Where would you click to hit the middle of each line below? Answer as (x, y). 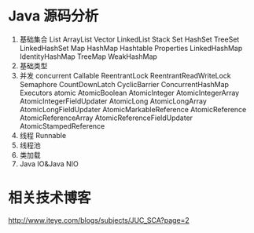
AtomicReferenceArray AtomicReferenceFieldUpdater (106, 118)
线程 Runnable (43, 135)
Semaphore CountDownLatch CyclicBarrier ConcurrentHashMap (124, 84)
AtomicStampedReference (62, 126)
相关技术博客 (50, 198)
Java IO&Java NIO (49, 164)
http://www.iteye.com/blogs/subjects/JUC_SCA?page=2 (99, 220)
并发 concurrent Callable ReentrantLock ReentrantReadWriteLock (125, 75)
